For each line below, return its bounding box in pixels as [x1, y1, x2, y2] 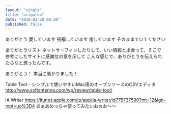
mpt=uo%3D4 [5, 103, 35, 109]
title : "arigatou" [5, 12, 44, 17]
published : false [5, 21, 42, 27]
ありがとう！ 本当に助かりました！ [5, 71, 78, 77]
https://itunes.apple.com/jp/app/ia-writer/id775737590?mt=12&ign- [24, 97, 166, 103]
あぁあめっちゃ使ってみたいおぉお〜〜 [36, 103, 117, 109]
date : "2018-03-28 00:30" [5, 17, 60, 22]
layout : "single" [5, 7, 42, 13]
